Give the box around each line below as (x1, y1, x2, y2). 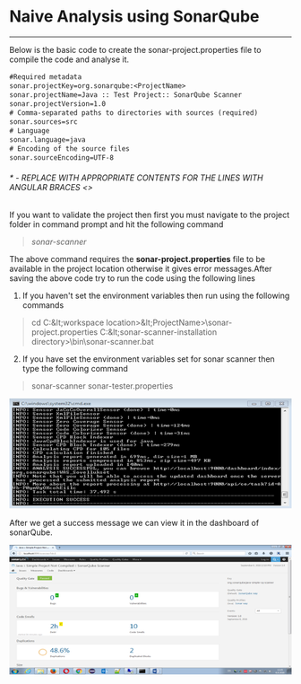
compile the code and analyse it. (9, 54, 130, 65)
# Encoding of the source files (9, 144, 130, 153)
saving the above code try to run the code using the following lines (9, 273, 255, 284)
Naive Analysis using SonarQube (9, 6, 260, 27)
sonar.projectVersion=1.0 (9, 99, 106, 109)
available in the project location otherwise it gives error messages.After (9, 263, 272, 275)
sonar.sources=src (9, 117, 78, 127)
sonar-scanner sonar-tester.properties (30, 381, 174, 391)
